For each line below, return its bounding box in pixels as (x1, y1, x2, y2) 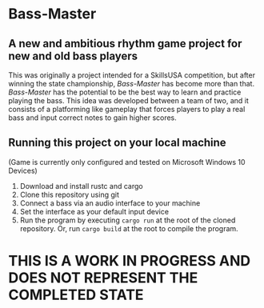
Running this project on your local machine (8, 136, 226, 150)
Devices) (8, 166, 38, 175)
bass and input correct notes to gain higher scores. (8, 113, 178, 122)
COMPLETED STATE (8, 286, 144, 304)
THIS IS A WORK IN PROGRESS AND (8, 252, 251, 270)
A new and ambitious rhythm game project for (8, 37, 242, 50)
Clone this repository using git (19, 190, 120, 199)
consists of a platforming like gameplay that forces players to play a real (8, 105, 246, 114)
